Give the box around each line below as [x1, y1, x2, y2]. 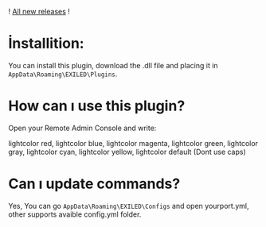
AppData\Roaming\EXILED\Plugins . [8, 69, 118, 79]
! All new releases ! [8, 7, 70, 16]
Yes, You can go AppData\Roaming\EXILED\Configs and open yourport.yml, [8, 201, 249, 210]
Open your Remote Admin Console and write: [8, 123, 157, 133]
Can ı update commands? [8, 175, 181, 193]
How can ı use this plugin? [8, 97, 186, 115]
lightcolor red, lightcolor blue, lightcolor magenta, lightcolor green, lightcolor [8, 138, 259, 148]
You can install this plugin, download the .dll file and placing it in [8, 60, 218, 70]
